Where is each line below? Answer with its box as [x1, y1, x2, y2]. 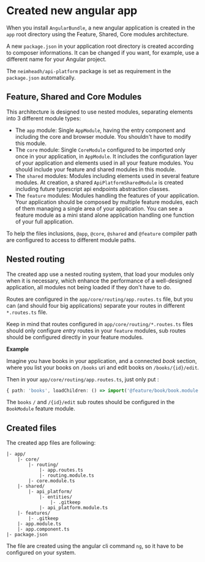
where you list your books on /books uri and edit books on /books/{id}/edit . [6, 364, 199, 371]
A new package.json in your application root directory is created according [6, 42, 194, 50]
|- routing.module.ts [39, 472, 95, 479]
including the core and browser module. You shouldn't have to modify [15, 133, 192, 140]
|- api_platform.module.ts [39, 505, 108, 511]
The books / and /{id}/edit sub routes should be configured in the [6, 399, 175, 406]
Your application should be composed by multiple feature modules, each [15, 198, 199, 206]
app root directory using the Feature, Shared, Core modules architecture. [6, 30, 189, 37]
